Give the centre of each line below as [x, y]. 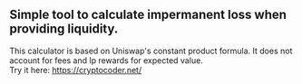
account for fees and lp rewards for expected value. [107, 60]
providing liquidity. [64, 29]
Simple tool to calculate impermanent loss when [148, 15]
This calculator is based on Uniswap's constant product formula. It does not [151, 51]
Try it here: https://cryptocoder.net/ [76, 70]
